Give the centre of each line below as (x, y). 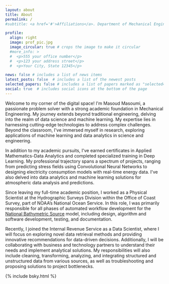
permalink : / (19, 19)
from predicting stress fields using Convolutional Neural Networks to (76, 166)
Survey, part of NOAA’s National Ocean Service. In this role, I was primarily (82, 203)
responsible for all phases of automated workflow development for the (78, 208)
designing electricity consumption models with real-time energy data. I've (82, 172)
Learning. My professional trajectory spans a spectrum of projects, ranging (83, 161)
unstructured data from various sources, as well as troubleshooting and (79, 261)
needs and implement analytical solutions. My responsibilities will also (78, 250)
